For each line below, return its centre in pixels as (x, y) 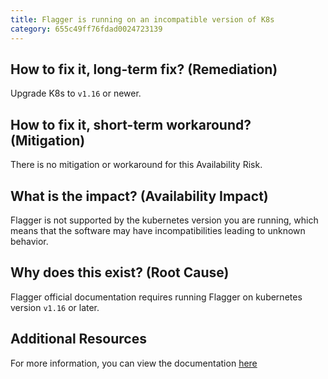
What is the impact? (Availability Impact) (139, 196)
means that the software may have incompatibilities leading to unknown (158, 230)
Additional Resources (78, 339)
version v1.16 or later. (55, 307)
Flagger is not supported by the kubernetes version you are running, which (164, 220)
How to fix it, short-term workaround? (131, 124)
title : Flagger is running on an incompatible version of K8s (142, 19)
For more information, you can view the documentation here (134, 363)
